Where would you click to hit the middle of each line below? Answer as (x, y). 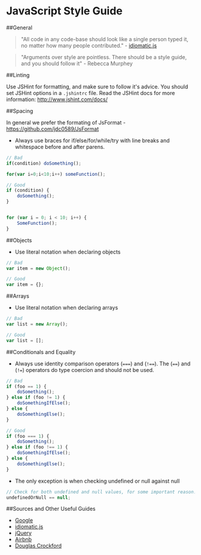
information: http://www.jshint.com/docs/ (57, 99)
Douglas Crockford (38, 546)
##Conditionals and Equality (41, 352)
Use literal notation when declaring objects (68, 252)
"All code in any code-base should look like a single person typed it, (104, 39)
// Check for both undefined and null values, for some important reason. (101, 492)
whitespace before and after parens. (60, 147)
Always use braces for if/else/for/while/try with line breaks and (92, 140)
